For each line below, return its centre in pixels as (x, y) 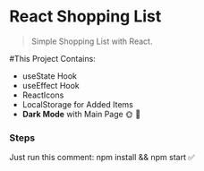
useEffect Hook (51, 85)
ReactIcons (43, 95)
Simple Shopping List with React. (92, 41)
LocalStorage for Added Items (78, 104)
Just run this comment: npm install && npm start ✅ (102, 158)
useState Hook (50, 76)
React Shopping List (85, 17)
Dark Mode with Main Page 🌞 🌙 (81, 114)
